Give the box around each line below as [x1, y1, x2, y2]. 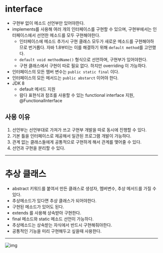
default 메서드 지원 [19, 86, 56, 92]
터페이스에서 [12, 32, 36, 38]
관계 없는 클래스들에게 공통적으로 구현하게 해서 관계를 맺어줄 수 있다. [12, 139, 142, 145]
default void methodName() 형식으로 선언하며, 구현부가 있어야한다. [19, 56, 148, 62]
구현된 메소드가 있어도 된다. [12, 203, 65, 210]
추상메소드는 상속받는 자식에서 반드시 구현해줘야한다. [12, 222, 113, 228]
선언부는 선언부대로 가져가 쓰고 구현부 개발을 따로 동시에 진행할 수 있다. [12, 126, 147, 132]
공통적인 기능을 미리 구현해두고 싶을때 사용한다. [12, 228, 102, 234]
